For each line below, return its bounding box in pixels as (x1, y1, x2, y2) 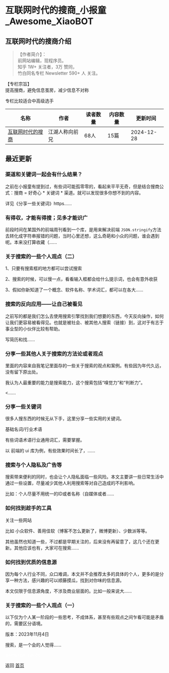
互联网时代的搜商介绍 (5, 37, 71, 45)
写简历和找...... (5, 336, 35, 343)
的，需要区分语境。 (5, 621, 45, 627)
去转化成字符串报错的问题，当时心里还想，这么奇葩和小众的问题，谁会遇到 (5, 233, 159, 239)
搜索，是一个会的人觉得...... (5, 642, 62, 648)
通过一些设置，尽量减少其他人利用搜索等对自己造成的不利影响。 (5, 480, 137, 486)
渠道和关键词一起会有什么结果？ (5, 171, 83, 178)
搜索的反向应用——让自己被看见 (5, 301, 83, 308)
